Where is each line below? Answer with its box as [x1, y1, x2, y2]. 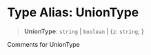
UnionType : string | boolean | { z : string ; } [23, 27, 145, 35]
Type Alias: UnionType [7, 5, 139, 20]
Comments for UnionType [7, 40, 81, 48]
